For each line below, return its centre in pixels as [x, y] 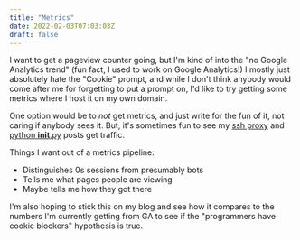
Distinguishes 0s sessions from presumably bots [113, 170]
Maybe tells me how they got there [87, 189]
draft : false [34, 34]
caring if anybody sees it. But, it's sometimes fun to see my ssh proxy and [147, 125]
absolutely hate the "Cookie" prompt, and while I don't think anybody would [150, 79]
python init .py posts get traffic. [67, 135]
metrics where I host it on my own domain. [89, 98]
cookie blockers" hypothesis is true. [76, 226]
